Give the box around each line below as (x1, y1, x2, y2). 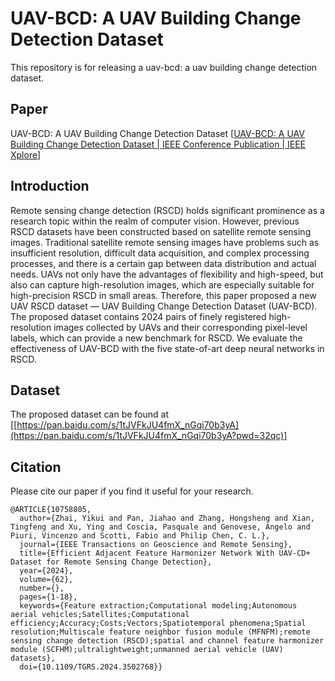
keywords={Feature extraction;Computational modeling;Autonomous (19, 601, 298, 611)
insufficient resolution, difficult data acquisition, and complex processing (10, 247, 310, 259)
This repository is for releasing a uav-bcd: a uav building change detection (10, 61, 318, 73)
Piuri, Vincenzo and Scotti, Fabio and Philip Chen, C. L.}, (10, 531, 271, 541)
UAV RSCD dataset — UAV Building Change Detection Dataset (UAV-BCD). (10, 300, 318, 312)
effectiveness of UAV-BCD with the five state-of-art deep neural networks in (10, 342, 325, 354)
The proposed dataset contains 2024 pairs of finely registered (10, 310, 267, 322)
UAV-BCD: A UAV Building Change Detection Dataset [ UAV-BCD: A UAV (10, 127, 305, 139)
